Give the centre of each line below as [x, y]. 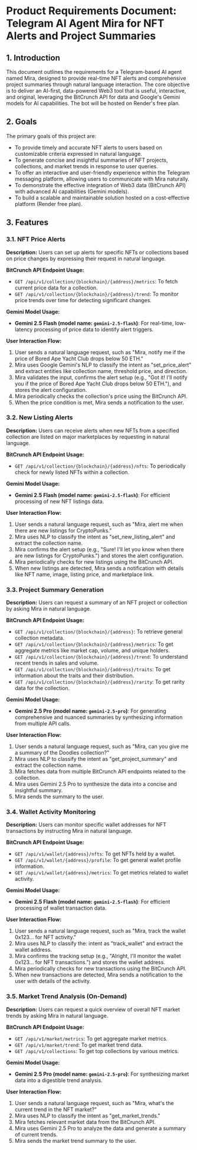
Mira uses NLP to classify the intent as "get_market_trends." [87, 1115]
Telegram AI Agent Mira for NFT [85, 23]
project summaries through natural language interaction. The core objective [98, 84]
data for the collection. [42, 688]
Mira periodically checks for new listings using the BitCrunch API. [94, 561]
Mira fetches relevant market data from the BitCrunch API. [85, 1122]
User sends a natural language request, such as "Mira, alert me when [99, 524]
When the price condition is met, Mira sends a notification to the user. [99, 402]
